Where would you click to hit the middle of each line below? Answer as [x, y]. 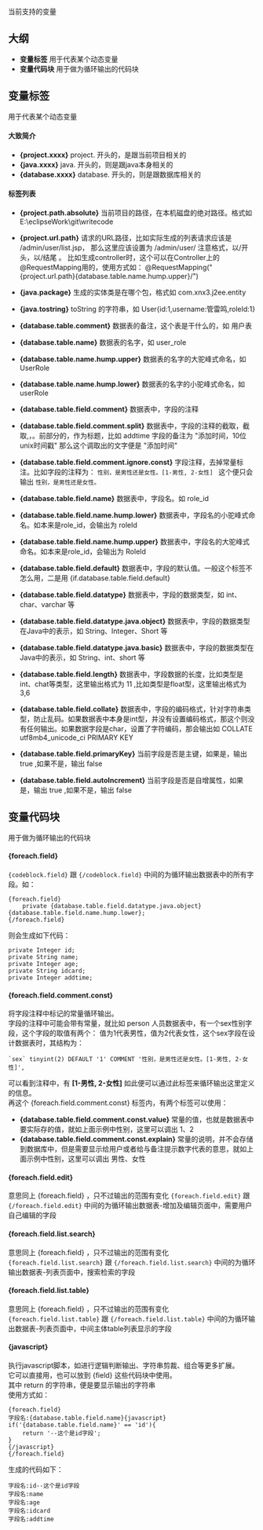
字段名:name [26, 1495]
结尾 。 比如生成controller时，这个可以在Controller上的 [131, 258]
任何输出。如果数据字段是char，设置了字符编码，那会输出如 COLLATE [139, 729]
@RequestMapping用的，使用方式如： [81, 267]
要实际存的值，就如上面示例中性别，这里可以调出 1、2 [106, 1129]
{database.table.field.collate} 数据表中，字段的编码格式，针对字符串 [132, 709]
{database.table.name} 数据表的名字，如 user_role [103, 342]
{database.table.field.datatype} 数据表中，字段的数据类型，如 [122, 595]
